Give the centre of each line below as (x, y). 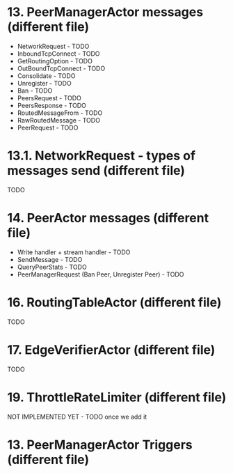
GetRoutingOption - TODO (55, 61)
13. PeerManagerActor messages (105, 12)
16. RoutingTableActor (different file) (114, 302)
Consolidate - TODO (46, 76)
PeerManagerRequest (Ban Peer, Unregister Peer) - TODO (101, 274)
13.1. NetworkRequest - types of (102, 156)
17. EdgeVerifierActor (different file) (111, 350)
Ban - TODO (35, 91)
